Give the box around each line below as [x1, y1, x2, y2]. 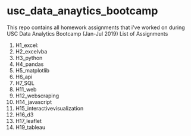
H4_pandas [15, 61, 44, 68]
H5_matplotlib [15, 67, 50, 74]
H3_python [15, 54, 43, 61]
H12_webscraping [15, 92, 60, 99]
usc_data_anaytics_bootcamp [7, 4, 158, 18]
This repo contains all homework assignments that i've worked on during [7, 24, 185, 31]
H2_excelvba [15, 48, 48, 55]
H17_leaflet [15, 117, 42, 124]
